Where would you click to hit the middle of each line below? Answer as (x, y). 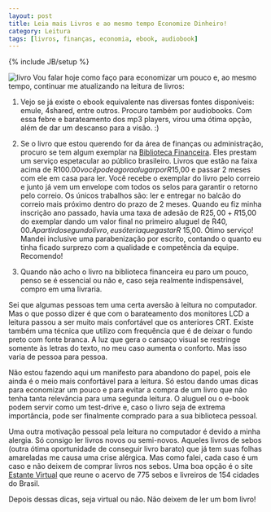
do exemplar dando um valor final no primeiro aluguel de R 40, (124, 221)
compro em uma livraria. (61, 289)
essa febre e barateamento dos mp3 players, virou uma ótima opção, (136, 120)
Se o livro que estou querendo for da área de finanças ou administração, (142, 144)
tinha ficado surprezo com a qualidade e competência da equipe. (129, 247)
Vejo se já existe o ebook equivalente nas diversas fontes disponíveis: (137, 102)
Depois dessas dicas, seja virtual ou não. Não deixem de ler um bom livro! (132, 499)
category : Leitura (39, 31)
